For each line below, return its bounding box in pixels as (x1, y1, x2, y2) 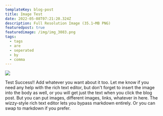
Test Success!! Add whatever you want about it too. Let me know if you (5, 79, 149, 85)
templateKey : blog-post (5, 7, 54, 12)
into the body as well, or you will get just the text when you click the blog (5, 90, 152, 96)
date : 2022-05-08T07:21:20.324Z (5, 16, 71, 21)
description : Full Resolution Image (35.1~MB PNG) (5, 20, 111, 26)
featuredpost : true (5, 25, 45, 30)
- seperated (9, 48, 34, 53)
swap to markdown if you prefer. (5, 105, 71, 111)
